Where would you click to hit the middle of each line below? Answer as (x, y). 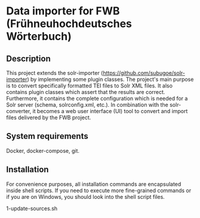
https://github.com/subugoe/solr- (144, 73)
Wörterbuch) (39, 37)
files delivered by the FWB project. (49, 117)
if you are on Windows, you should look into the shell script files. (86, 196)
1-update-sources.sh (32, 208)
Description (28, 58)
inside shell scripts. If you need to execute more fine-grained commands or (99, 190)
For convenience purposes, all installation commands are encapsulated (94, 184)
